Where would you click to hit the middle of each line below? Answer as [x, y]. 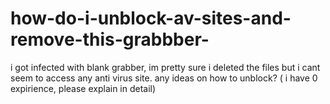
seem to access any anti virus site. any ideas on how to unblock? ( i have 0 [164, 78]
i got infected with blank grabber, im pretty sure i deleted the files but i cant [165, 67]
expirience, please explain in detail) [83, 88]
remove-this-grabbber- [110, 39]
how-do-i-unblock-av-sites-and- [151, 18]
